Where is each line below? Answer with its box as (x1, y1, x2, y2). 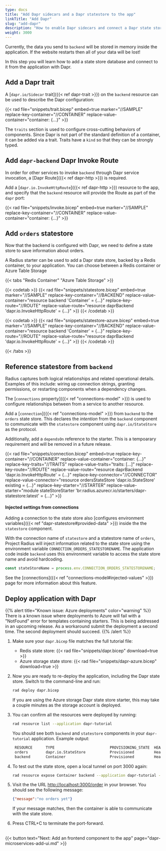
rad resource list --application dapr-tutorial (12, 721, 112, 726)
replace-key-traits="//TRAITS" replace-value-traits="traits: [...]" (5, 461, 135, 468)
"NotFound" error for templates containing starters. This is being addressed (5, 618, 160, 624)
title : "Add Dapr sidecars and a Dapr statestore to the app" (5, 12, 136, 17)
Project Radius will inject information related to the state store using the (5, 540, 151, 547)
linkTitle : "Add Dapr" (5, 16, 52, 21)
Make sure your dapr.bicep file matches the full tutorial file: (12, 638, 133, 644)
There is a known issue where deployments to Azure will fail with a (5, 613, 141, 619)
